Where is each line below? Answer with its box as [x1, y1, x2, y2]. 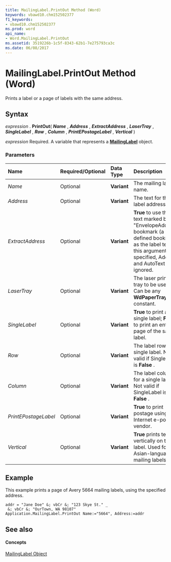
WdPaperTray [133, 294, 167, 301]
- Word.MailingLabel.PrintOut [5, 36, 70, 41]
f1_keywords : [5, 17, 33, 22]
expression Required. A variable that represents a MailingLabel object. [5, 139, 154, 145]
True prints [133, 430, 160, 438]
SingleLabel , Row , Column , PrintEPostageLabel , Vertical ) [5, 129, 135, 135]
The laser [133, 274, 156, 282]
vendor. [133, 422, 152, 429]
